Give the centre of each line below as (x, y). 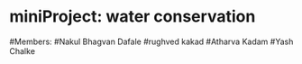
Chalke (23, 50)
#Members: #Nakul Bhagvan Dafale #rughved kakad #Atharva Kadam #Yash (151, 41)
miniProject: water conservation (133, 17)
